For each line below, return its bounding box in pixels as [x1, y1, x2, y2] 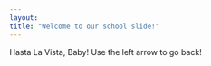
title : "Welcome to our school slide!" [9, 22, 160, 31]
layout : [9, 13, 39, 23]
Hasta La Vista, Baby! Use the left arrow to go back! [9, 46, 202, 57]
